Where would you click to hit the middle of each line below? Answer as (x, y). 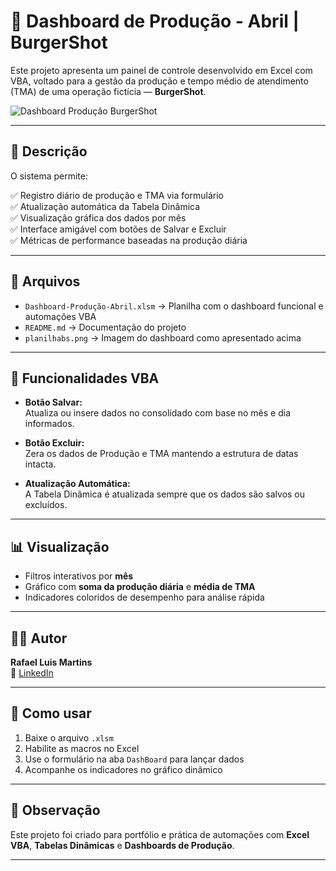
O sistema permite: (49, 176)
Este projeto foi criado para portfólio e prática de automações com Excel (160, 834)
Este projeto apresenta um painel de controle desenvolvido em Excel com (161, 70)
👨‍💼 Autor (39, 638)
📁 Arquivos (45, 281)
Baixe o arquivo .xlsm (69, 737)
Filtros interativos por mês (79, 576)
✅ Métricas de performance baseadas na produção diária (129, 240)
